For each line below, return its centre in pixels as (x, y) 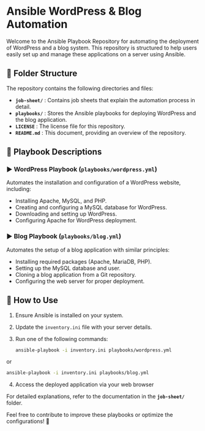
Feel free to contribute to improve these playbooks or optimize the (90, 415)
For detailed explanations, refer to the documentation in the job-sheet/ (95, 397)
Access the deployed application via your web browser (84, 384)
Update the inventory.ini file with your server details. (84, 327)
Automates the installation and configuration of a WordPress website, (94, 182)
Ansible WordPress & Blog (74, 11)
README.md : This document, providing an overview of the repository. (101, 132)
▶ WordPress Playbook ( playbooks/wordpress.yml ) (82, 170)
